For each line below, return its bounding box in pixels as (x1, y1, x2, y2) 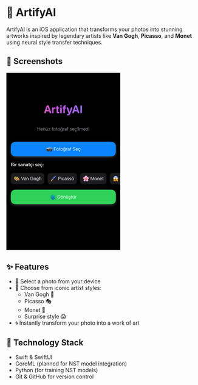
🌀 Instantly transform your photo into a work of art (15, 319, 140, 327)
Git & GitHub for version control (15, 373, 94, 380)
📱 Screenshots (6, 56, 63, 66)
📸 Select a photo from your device (15, 278, 101, 285)
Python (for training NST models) (15, 367, 98, 374)
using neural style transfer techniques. (6, 38, 103, 46)
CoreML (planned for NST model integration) (15, 360, 128, 367)
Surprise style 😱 (24, 313, 67, 320)
